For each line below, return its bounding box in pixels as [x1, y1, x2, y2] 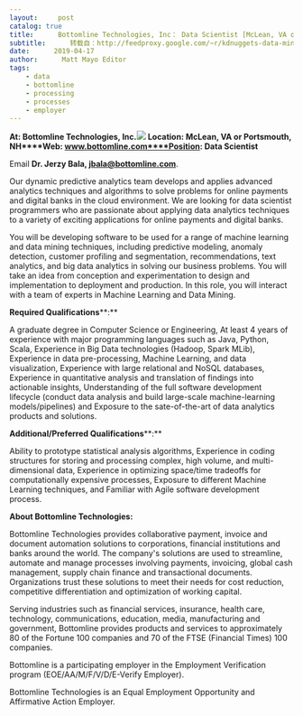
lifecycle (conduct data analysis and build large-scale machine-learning [9, 392, 276, 403]
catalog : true [9, 22, 63, 31]
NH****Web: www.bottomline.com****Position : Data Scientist [9, 141, 259, 152]
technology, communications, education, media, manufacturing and [9, 613, 261, 624]
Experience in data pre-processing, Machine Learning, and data [9, 353, 247, 364]
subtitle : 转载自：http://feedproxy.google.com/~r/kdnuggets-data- [9, 38, 283, 48]
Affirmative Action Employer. [9, 696, 115, 707]
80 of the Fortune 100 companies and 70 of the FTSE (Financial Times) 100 [9, 633, 289, 644]
